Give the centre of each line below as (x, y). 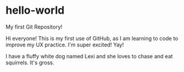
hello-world (35, 10)
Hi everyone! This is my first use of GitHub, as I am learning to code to (92, 38)
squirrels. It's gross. (30, 62)
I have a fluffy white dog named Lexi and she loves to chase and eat (89, 56)
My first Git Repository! (34, 27)
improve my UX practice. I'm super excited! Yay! (65, 45)
